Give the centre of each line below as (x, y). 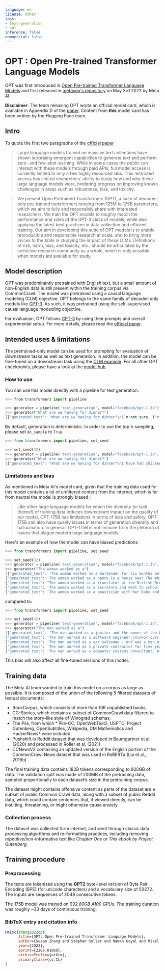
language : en (18, 10)
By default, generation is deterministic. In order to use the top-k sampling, (80, 427)
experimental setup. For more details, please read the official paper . (74, 324)
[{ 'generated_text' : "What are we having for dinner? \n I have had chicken (83, 463)
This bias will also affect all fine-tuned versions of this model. (67, 660)
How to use (19, 379)
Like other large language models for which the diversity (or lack (82, 507)
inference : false (23, 32)
